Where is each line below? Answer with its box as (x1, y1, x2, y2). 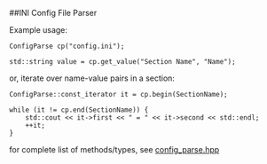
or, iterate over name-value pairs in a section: (9, 73, 176, 83)
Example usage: (9, 25, 68, 35)
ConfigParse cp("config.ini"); (9, 42, 125, 51)
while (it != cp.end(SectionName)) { (9, 105, 149, 114)
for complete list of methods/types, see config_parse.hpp (9, 144, 220, 154)
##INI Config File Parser (9, 8, 98, 18)
